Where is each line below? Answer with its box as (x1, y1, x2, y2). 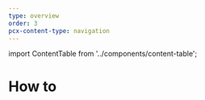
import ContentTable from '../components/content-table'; (8, 49, 198, 59)
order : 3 (8, 19, 38, 27)
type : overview (8, 11, 60, 20)
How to (8, 77, 57, 95)
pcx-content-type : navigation (8, 27, 111, 35)
